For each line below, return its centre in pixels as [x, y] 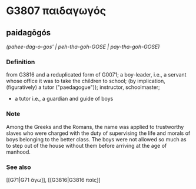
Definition [21, 62]
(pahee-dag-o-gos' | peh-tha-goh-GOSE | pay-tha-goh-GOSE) [83, 47]
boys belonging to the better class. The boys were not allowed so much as [96, 139]
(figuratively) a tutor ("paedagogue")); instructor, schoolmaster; [83, 87]
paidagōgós [29, 33]
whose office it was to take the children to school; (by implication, [86, 81]
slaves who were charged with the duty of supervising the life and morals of [98, 133]
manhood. [19, 152]
